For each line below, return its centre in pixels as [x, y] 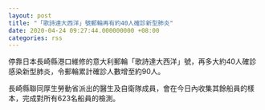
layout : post [30, 16]
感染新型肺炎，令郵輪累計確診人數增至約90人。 [87, 72]
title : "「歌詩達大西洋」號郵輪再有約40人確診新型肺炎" [91, 23]
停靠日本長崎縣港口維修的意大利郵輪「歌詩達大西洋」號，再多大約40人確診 [132, 61]
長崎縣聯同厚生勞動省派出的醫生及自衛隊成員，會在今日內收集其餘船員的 [128, 88]
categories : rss [35, 38]
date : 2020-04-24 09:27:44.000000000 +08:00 [84, 30]
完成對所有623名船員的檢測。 [71, 98]
